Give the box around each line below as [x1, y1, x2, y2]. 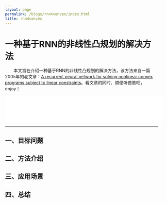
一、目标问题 [5, 136, 44, 145]
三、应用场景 [5, 172, 44, 181]
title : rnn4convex [5, 16, 42, 21]
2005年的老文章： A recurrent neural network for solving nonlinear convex [5, 74, 153, 80]
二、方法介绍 [5, 154, 44, 163]
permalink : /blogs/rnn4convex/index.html [5, 12, 90, 17]
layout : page [5, 7, 32, 12]
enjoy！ [5, 86, 20, 92]
